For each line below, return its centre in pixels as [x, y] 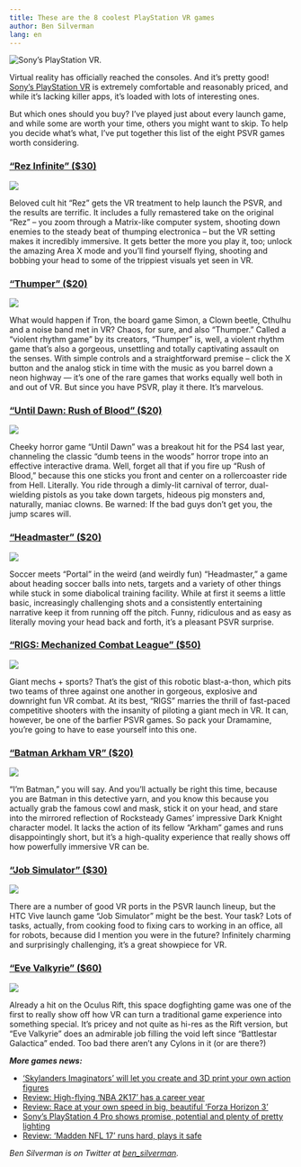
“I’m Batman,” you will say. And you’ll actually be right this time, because [143, 789]
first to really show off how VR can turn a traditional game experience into [146, 1014]
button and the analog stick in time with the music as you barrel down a [142, 368]
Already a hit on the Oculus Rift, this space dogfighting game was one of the [150, 1005]
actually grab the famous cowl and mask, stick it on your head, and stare [144, 808]
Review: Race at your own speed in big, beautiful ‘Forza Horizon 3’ [145, 1107]
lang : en [26, 34]
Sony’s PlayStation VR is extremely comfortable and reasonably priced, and [149, 87]
